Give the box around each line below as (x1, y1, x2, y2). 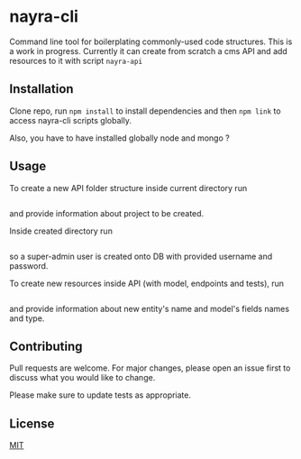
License (9, 416, 55, 431)
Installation (9, 81, 74, 96)
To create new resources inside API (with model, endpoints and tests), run (9, 278, 285, 289)
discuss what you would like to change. (9, 372, 156, 383)
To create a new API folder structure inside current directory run (9, 182, 248, 193)
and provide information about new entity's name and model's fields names (9, 303, 290, 314)
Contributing (9, 338, 83, 353)
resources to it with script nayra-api (9, 55, 142, 66)
